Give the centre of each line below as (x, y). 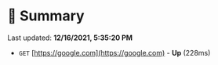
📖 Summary (46, 16)
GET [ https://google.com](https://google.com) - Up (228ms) (114, 52)
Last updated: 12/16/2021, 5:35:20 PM (70, 38)
